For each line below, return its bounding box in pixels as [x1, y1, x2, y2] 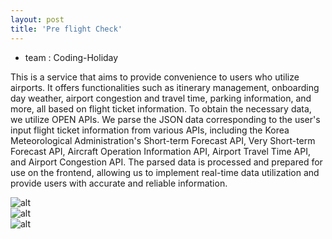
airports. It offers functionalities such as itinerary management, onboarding [10, 81, 320, 93]
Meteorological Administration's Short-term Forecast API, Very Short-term [10, 134, 316, 146]
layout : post [10, 14, 65, 25]
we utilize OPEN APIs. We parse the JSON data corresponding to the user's [10, 113, 321, 125]
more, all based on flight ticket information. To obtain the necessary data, [10, 102, 312, 115]
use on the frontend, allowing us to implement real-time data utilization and [10, 166, 320, 178]
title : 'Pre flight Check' [10, 24, 123, 34]
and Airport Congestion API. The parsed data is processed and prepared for [10, 156, 323, 168]
